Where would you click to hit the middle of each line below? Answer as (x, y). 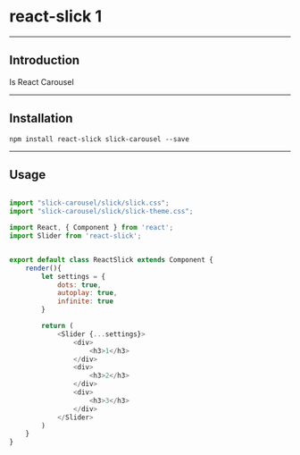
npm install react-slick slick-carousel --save (100, 139)
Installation (41, 118)
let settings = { (73, 276)
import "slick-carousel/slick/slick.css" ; (89, 203)
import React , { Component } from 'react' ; (92, 228)
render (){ (44, 268)
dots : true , (79, 285)
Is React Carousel (42, 81)
